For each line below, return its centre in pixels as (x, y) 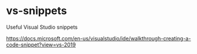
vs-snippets (36, 11)
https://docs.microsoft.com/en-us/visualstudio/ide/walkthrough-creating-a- (98, 38)
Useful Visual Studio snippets (42, 27)
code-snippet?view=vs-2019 (41, 45)
